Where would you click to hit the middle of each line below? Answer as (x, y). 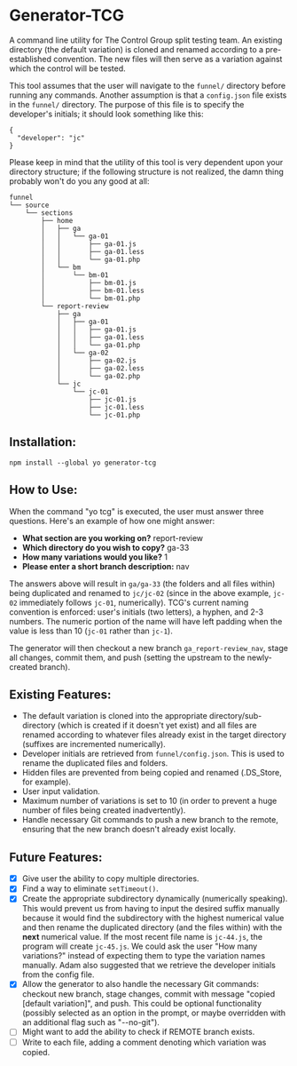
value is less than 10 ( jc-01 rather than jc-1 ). (91, 631)
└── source (29, 205)
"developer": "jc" (51, 138)
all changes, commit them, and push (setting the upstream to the (127, 657)
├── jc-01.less (116, 407)
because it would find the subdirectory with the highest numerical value (153, 918)
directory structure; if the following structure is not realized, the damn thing (146, 171)
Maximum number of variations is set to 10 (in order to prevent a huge (149, 801)
